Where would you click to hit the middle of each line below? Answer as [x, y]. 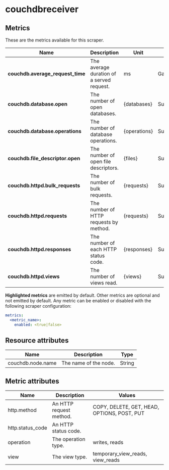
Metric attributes [32, 381]
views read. [104, 283]
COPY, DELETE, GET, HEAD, [126, 407]
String [127, 363]
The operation [69, 439]
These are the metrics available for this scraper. [55, 40]
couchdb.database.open [38, 104]
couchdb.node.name [32, 363]
